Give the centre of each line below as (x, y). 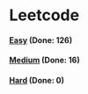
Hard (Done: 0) (37, 80)
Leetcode (44, 15)
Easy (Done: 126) (41, 40)
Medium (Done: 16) (45, 60)
